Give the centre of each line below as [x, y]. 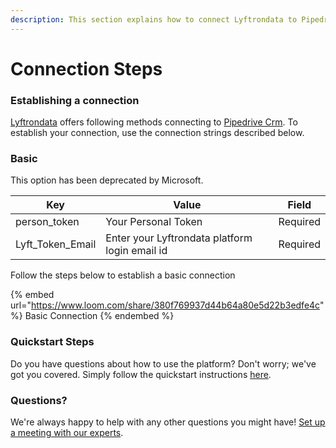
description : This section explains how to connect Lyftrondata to [154, 19]
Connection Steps [86, 68]
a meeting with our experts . [67, 432]
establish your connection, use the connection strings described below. [157, 133]
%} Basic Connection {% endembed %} [92, 316]
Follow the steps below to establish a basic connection [123, 275]
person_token [47, 222]
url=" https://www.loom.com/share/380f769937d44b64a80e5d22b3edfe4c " [167, 305]
